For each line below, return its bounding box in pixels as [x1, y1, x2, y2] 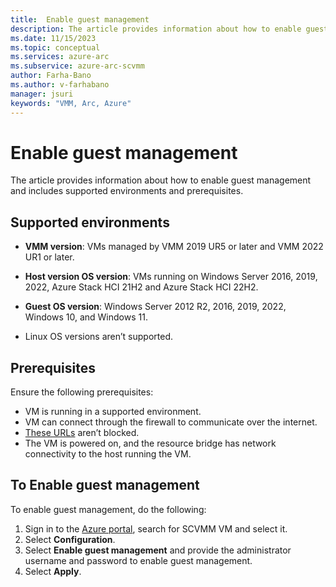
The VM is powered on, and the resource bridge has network [24, 437, 277, 450]
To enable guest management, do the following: [10, 503, 207, 515]
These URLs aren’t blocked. [24, 427, 140, 439]
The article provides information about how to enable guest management [10, 174, 312, 186]
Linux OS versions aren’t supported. [24, 331, 173, 343]
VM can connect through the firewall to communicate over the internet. [24, 416, 318, 428]
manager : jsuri [10, 89, 74, 99]
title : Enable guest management [10, 14, 150, 25]
